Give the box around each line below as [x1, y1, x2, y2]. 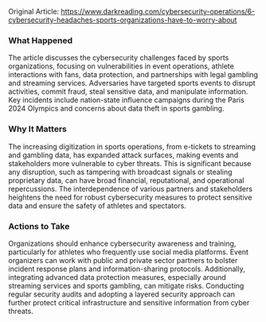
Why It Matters [8, 123, 68, 134]
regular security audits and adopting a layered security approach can [8, 289, 236, 299]
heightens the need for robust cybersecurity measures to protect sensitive [8, 192, 252, 202]
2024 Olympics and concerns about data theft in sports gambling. [8, 103, 225, 114]
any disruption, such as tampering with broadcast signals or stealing [8, 167, 233, 177]
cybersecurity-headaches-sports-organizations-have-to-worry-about [8, 15, 237, 25]
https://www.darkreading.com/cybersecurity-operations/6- [61, 7, 256, 16]
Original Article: [8, 7, 60, 16]
